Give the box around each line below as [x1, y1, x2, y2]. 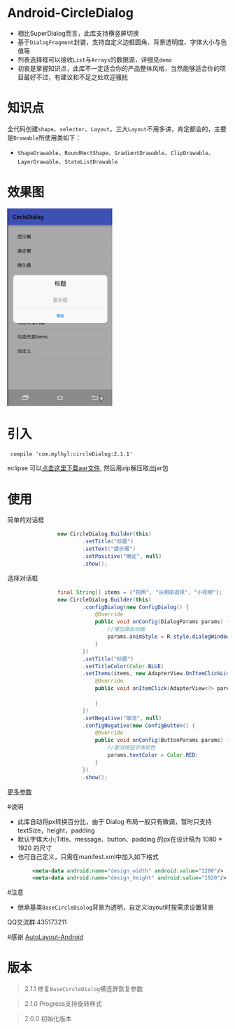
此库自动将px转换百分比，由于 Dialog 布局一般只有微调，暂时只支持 [17, 817, 212, 825]
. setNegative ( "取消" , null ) [82, 715, 162, 722]
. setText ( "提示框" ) [82, 545, 136, 552]
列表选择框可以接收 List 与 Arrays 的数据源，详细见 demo [17, 55, 173, 64]
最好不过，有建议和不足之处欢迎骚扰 [23, 72, 128, 81]
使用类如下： [44, 133, 82, 142]
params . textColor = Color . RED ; [107, 752, 199, 759]
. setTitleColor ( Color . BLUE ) [82, 663, 164, 670]
